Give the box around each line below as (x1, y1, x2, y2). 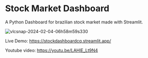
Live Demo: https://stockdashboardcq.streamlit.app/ (5, 38, 111, 44)
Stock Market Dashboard (5, 3, 110, 14)
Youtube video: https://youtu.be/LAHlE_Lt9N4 (5, 47, 98, 53)
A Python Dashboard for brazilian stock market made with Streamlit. (5, 19, 143, 25)
